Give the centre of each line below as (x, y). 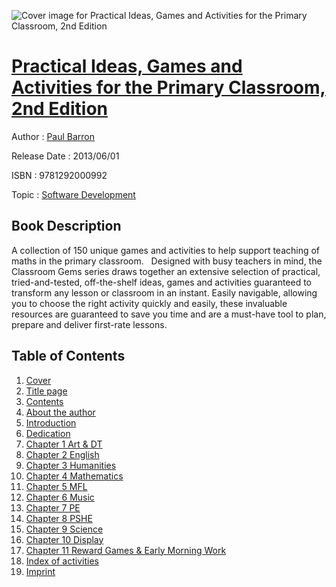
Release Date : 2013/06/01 (65, 156)
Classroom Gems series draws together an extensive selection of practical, (166, 271)
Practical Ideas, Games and (127, 66)
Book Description (66, 226)
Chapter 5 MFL (56, 486)
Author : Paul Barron (53, 136)
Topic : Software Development (73, 194)
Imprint (40, 571)
